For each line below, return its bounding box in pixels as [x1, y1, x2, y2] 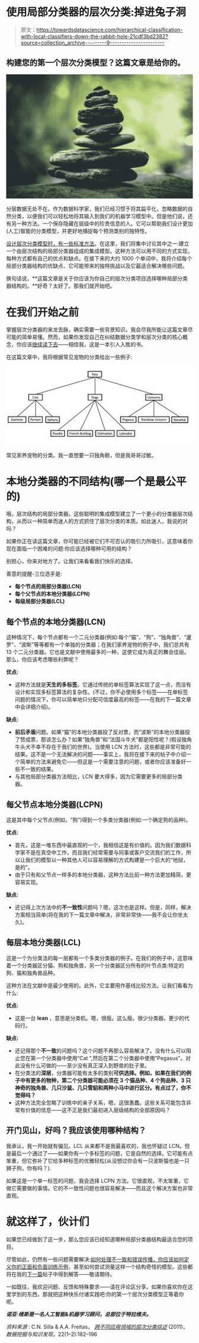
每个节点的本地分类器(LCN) [6, 617, 106, 627]
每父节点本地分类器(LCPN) [6, 799, 104, 809]
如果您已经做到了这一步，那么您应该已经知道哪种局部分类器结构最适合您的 [6, 1236, 188, 1243]
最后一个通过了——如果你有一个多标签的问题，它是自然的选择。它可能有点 [11, 1150, 193, 1157]
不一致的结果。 [20, 765, 57, 773]
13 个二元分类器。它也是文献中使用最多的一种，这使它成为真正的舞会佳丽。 [6, 649, 190, 656]
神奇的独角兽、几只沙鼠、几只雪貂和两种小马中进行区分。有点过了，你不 [14, 1084, 191, 1091]
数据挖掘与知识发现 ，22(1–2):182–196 [6, 1331, 98, 1338]
